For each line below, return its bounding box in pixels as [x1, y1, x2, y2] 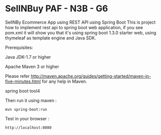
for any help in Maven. [41, 78, 87, 84]
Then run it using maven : [5, 97, 57, 103]
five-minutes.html [5, 78, 41, 84]
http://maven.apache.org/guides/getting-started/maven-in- [31, 73, 151, 79]
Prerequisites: [5, 44, 33, 50]
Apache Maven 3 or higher [5, 64, 60, 69]
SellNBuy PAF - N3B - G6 [5, 3, 108, 14]
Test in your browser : [5, 115, 50, 121]
